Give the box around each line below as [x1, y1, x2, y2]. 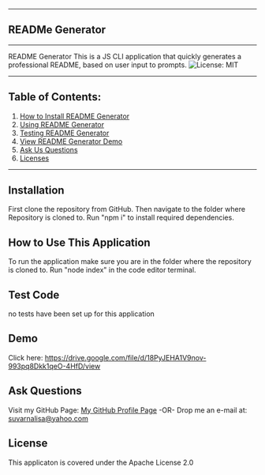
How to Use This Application [8, 236, 151, 249]
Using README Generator [19, 119, 105, 129]
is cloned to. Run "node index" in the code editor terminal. [8, 266, 196, 275]
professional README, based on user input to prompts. [8, 60, 187, 70]
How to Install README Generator [19, 111, 130, 121]
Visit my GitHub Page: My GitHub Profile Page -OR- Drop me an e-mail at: [8, 405, 248, 415]
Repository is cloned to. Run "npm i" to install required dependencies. [8, 213, 234, 222]
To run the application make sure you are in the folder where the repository [8, 257, 252, 266]
